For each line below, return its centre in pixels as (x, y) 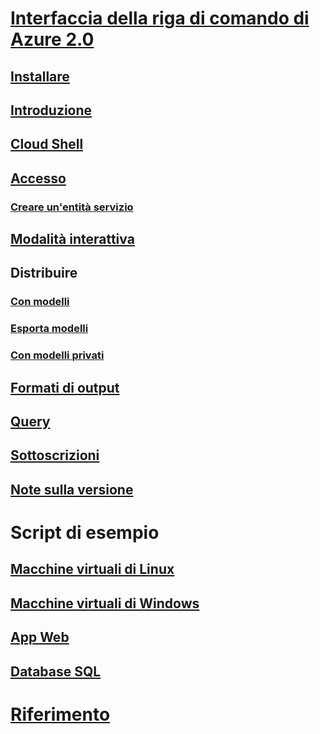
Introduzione (51, 110)
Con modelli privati (57, 355)
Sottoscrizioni (55, 455)
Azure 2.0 (52, 39)
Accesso (38, 178)
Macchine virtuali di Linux (92, 569)
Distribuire (44, 273)
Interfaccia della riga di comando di (160, 18)
